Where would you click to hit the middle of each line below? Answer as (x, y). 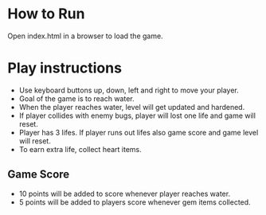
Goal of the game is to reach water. (76, 98)
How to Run (46, 14)
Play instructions (65, 68)
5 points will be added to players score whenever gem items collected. (135, 202)
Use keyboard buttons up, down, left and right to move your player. (129, 90)
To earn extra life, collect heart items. (80, 149)
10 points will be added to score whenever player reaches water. (125, 193)
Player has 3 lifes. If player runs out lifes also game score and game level (139, 132)
